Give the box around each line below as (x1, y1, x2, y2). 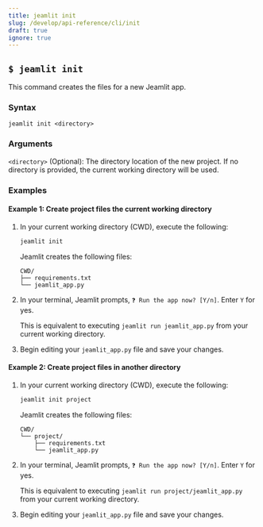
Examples (8, 184, 48, 195)
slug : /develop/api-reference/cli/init (8, 19, 141, 27)
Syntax (8, 102, 37, 113)
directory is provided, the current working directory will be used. (8, 164, 219, 175)
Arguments (8, 138, 53, 149)
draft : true (8, 26, 48, 34)
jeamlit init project (19, 395, 91, 403)
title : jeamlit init (8, 11, 77, 20)
